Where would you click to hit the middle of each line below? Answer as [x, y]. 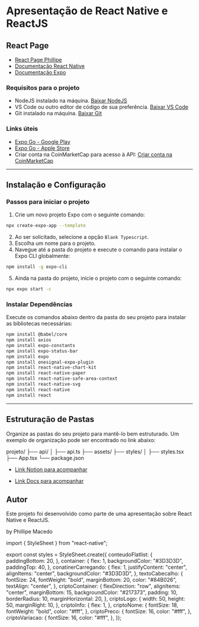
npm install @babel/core [37, 335]
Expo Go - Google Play [43, 141]
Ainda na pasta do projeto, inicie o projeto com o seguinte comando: [98, 278]
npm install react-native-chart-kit [51, 368]
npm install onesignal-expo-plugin [50, 362]
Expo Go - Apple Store [42, 148]
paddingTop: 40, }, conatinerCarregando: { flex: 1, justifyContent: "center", [97, 567]
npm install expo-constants [41, 345]
